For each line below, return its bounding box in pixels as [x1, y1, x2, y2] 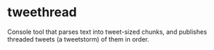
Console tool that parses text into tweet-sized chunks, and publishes [7, 27, 207, 36]
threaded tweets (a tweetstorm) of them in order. [7, 35, 150, 43]
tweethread [7, 4, 77, 20]
